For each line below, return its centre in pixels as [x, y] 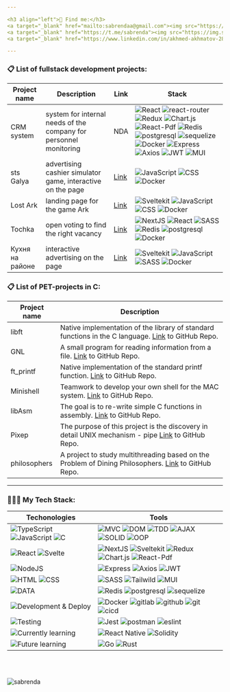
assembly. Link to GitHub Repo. [110, 415]
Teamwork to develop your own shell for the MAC [139, 387]
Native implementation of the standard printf [131, 367]
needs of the [66, 122]
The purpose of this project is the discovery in [134, 426]
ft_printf [23, 371]
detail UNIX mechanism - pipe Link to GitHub [132, 435]
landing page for [72, 201]
